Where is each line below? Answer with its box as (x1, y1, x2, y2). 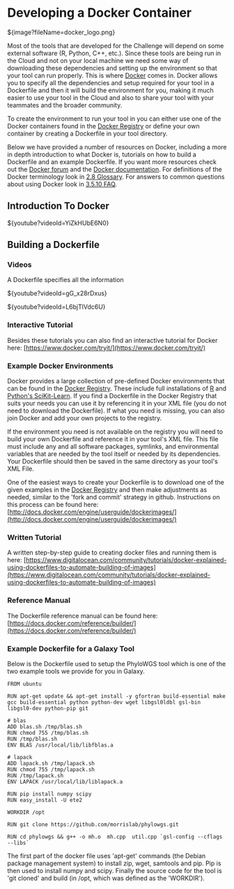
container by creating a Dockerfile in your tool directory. (7, 129, 169, 138)
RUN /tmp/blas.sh (7, 735, 58, 742)
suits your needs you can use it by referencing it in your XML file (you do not (7, 399, 227, 408)
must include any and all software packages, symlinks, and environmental (7, 442, 219, 451)
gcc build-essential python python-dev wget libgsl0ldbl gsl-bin (7, 698, 201, 706)
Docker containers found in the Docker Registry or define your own (7, 122, 200, 130)
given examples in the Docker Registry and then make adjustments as (7, 485, 208, 494)
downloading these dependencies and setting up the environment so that (7, 64, 217, 72)
